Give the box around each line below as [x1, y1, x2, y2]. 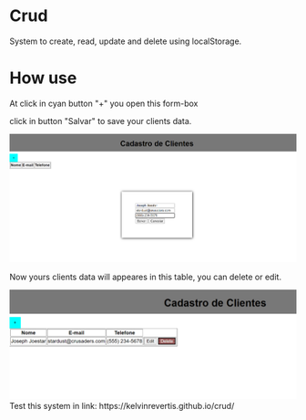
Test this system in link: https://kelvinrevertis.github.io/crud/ [9, 401, 235, 412]
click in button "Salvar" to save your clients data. [9, 115, 192, 126]
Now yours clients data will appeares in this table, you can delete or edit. [9, 271, 282, 282]
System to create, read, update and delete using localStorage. [9, 36, 242, 47]
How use [9, 68, 77, 89]
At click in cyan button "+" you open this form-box [9, 98, 199, 109]
